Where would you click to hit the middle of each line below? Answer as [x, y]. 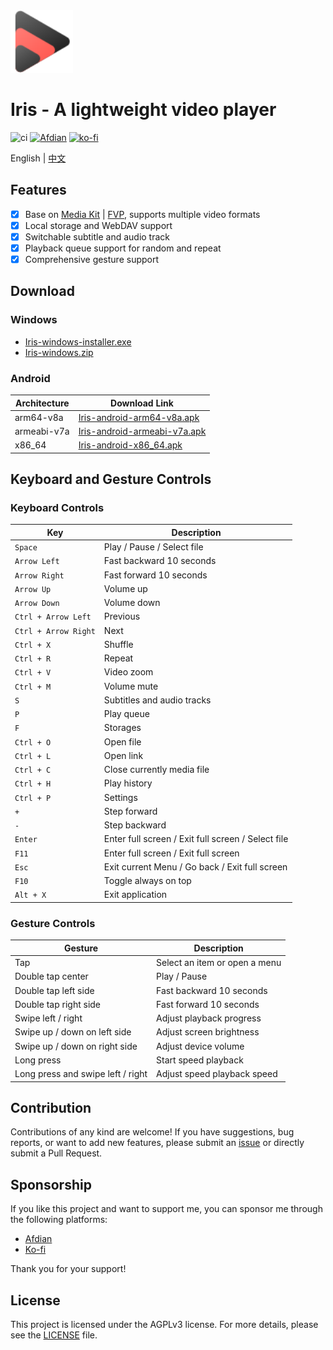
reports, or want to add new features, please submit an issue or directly [157, 1143]
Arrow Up [33, 589]
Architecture [42, 403]
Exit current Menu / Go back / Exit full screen [195, 866]
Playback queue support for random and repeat [123, 248]
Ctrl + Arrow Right [55, 631]
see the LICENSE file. [54, 1335]
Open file [122, 741]
